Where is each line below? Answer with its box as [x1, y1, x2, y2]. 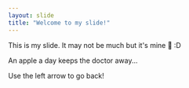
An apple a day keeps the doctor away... [8, 56, 139, 65]
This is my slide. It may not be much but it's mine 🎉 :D [8, 40, 182, 49]
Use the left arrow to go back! [8, 71, 104, 80]
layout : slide [8, 11, 55, 20]
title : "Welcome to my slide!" [8, 19, 111, 27]
